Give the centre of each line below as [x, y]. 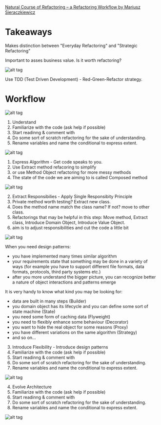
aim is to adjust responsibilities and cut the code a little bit [70, 228]
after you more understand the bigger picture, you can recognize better [84, 277]
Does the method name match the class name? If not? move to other [81, 207]
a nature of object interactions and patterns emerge [64, 282]
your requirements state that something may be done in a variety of [80, 261]
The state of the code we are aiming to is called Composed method [80, 177]
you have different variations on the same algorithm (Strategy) [75, 332]
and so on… [24, 337]
